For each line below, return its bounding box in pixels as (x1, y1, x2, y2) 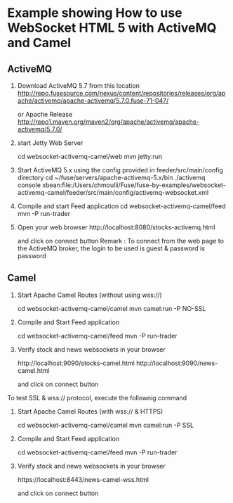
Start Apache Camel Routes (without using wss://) (17, 291, 163, 299)
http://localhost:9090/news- (135, 359, 218, 367)
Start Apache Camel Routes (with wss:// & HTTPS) (17, 407, 164, 416)
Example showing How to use (7, 5, 182, 21)
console (17, 181, 41, 189)
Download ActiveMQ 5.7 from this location (17, 82, 140, 89)
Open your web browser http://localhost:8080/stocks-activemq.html (17, 223, 215, 231)
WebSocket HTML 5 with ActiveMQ (7, 20, 217, 36)
